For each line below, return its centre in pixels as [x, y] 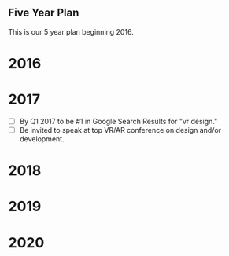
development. [42, 139]
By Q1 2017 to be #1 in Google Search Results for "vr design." [118, 121]
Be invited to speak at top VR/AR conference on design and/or [120, 130]
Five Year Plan [44, 13]
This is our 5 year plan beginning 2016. [71, 31]
